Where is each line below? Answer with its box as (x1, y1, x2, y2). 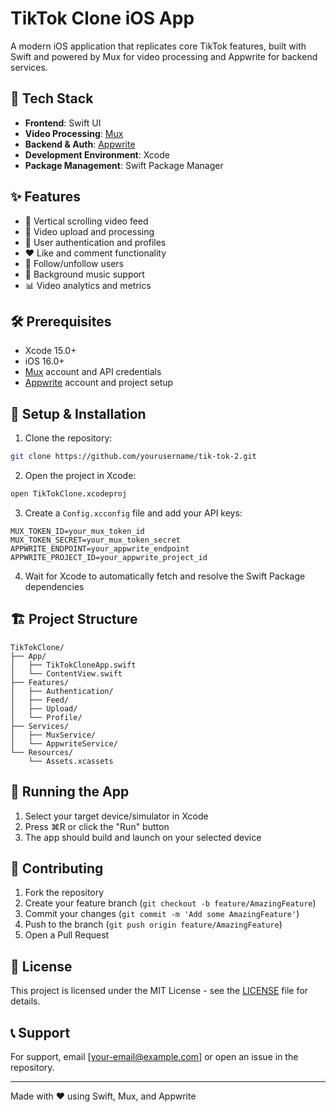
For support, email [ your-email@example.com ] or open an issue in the (10, 1051, 299, 1062)
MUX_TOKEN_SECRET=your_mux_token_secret (10, 535, 182, 545)
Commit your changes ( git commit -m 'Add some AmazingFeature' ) (24, 908, 300, 920)
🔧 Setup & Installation (10, 405, 147, 422)
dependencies (24, 580, 85, 592)
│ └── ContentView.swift (10, 668, 123, 679)
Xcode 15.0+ (24, 345, 77, 357)
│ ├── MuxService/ (10, 730, 97, 740)
